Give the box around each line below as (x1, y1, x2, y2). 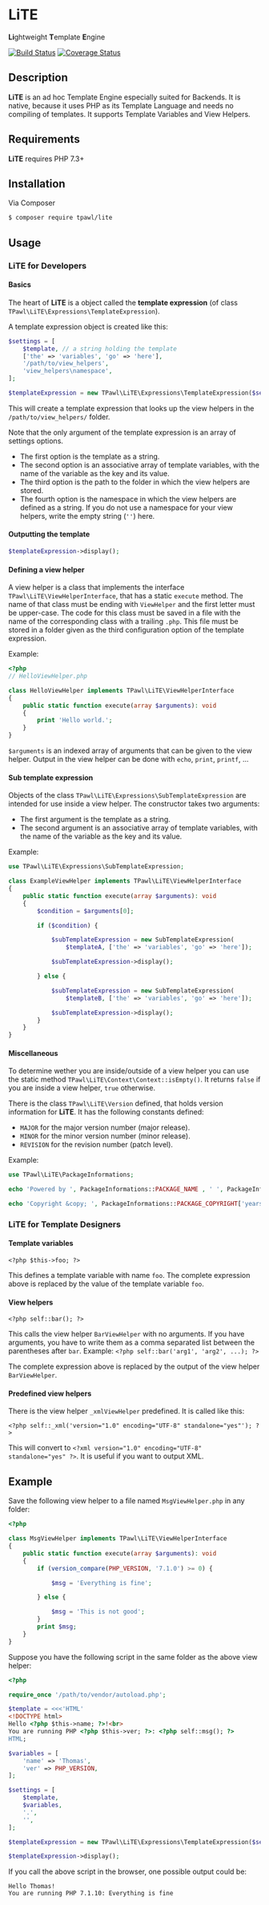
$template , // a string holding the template (22, 345, 178, 353)
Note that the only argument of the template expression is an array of (8, 427, 236, 437)
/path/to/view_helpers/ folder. (8, 411, 110, 422)
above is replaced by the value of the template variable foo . (8, 1279, 204, 1288)
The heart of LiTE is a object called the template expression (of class (8, 297, 239, 307)
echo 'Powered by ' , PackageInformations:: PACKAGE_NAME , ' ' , (8, 1185, 224, 1194)
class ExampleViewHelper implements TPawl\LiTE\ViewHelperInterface (8, 877, 242, 885)
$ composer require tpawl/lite (8, 214, 113, 222)
